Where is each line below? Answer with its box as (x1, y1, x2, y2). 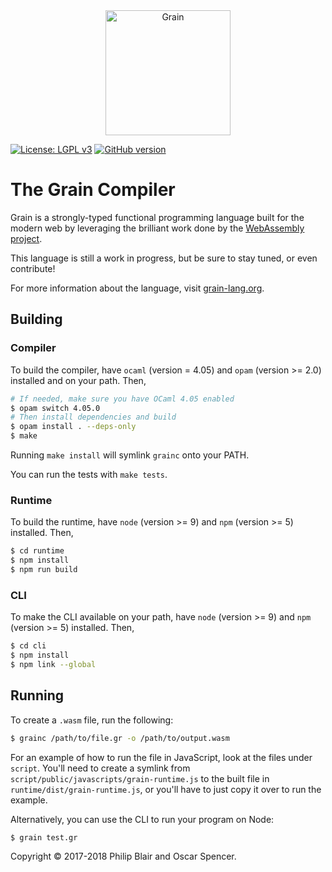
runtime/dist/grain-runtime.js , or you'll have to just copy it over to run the (10, 783, 322, 795)
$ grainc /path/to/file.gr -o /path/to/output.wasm (10, 733, 230, 743)
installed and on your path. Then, (10, 374, 147, 386)
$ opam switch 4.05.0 (10, 403, 101, 413)
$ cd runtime (10, 546, 65, 556)
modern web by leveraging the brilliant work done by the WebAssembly (10, 222, 305, 234)
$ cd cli (10, 641, 47, 651)
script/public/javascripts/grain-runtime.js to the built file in (10, 772, 270, 784)
